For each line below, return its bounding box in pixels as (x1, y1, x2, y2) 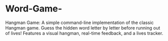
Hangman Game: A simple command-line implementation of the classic (5, 19, 154, 25)
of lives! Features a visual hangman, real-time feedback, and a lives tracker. (5, 30, 163, 36)
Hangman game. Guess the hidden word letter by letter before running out (5, 24, 160, 30)
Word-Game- (5, 3, 62, 14)
